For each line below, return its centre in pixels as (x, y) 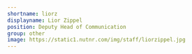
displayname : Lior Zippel (45, 20)
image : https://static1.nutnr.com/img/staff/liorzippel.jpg (97, 40)
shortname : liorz (32, 14)
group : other (26, 33)
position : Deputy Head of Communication (67, 27)
